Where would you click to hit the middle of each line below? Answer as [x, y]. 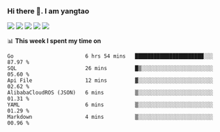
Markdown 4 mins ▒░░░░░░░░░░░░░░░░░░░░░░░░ [110, 117]
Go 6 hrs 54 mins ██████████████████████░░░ [110, 56]
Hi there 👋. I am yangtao [48, 11]
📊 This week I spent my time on [54, 41]
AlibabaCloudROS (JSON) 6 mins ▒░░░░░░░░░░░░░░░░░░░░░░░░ [110, 93]
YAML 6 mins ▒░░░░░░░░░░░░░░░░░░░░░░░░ [110, 105]
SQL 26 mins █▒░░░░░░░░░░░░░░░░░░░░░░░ [110, 69]
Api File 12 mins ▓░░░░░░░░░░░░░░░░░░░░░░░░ [110, 81]
